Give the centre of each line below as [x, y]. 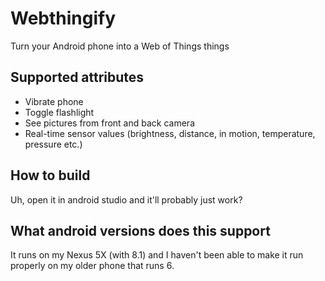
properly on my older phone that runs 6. [92, 266]
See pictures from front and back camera [109, 123]
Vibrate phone [54, 101]
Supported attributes [77, 77]
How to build [50, 175]
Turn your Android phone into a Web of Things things [120, 46]
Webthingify [63, 18]
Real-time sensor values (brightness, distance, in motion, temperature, [170, 133]
